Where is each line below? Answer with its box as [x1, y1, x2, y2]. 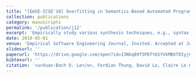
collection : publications [6, 14, 69, 20]
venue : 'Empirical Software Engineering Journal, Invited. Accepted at [6, 41, 184, 47]
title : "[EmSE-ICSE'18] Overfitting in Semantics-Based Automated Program [6, 8, 192, 14]
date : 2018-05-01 [6, 35, 48, 41]
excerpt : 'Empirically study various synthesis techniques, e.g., [6, 30, 171, 36]
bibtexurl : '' [6, 57, 41, 63]
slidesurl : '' [6, 46, 41, 52]
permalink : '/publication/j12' [6, 24, 82, 31]
